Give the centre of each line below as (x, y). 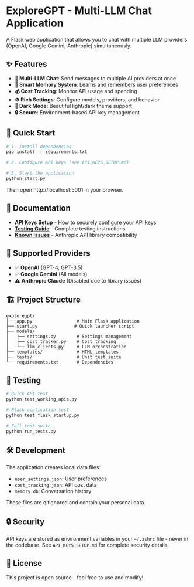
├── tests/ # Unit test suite (64, 357)
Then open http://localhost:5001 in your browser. (65, 189)
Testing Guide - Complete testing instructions (70, 228)
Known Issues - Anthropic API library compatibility (76, 235)
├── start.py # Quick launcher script (70, 327)
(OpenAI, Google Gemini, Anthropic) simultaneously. (69, 46)
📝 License (24, 563)
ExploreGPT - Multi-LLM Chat (79, 11)
